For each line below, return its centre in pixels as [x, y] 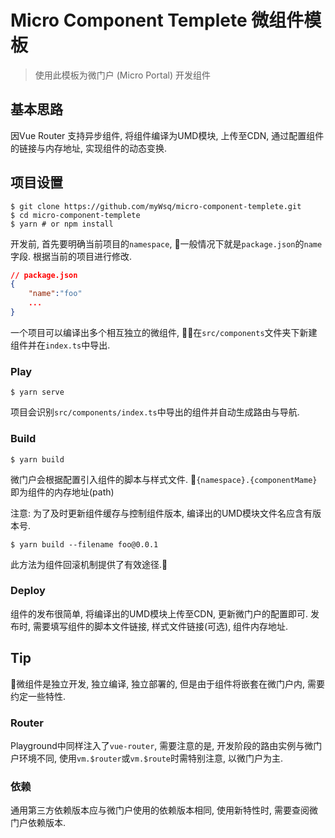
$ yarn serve [37, 392]
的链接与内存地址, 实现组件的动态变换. [89, 148]
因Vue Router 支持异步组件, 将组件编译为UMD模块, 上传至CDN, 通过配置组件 [167, 135]
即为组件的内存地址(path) [62, 492]
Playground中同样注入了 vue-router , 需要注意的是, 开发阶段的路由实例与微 [162, 745]
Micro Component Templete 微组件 [157, 20]
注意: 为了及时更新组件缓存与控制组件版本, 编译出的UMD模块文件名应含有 [161, 513]
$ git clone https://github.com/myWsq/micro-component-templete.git [156, 206]
